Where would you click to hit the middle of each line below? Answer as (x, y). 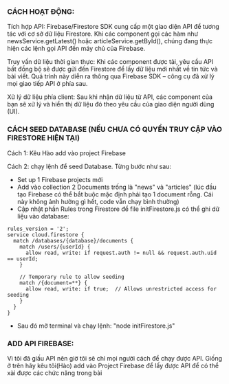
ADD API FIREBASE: (41, 343)
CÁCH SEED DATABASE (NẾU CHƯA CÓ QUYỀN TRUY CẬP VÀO (115, 129)
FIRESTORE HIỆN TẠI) (44, 138)
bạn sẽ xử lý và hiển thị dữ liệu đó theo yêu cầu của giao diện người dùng (111, 104)
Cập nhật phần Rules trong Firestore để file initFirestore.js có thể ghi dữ (118, 209)
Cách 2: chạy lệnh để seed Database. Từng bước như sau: (89, 166)
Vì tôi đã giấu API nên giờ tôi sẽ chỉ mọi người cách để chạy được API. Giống (115, 358)
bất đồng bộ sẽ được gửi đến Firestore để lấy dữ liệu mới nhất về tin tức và (112, 69)
